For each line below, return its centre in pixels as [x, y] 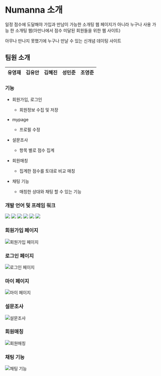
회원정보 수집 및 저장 [39, 110]
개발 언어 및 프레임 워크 [30, 205]
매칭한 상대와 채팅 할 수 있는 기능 [50, 192]
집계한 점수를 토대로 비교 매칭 [47, 171]
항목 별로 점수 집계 [37, 150]
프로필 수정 [30, 130]
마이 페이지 [17, 281]
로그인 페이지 [19, 256]
